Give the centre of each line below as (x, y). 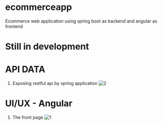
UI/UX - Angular (39, 103)
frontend (14, 26)
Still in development (47, 47)
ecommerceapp (39, 7)
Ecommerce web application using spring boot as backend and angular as (81, 21)
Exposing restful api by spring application (55, 83)
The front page (28, 117)
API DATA (25, 69)
